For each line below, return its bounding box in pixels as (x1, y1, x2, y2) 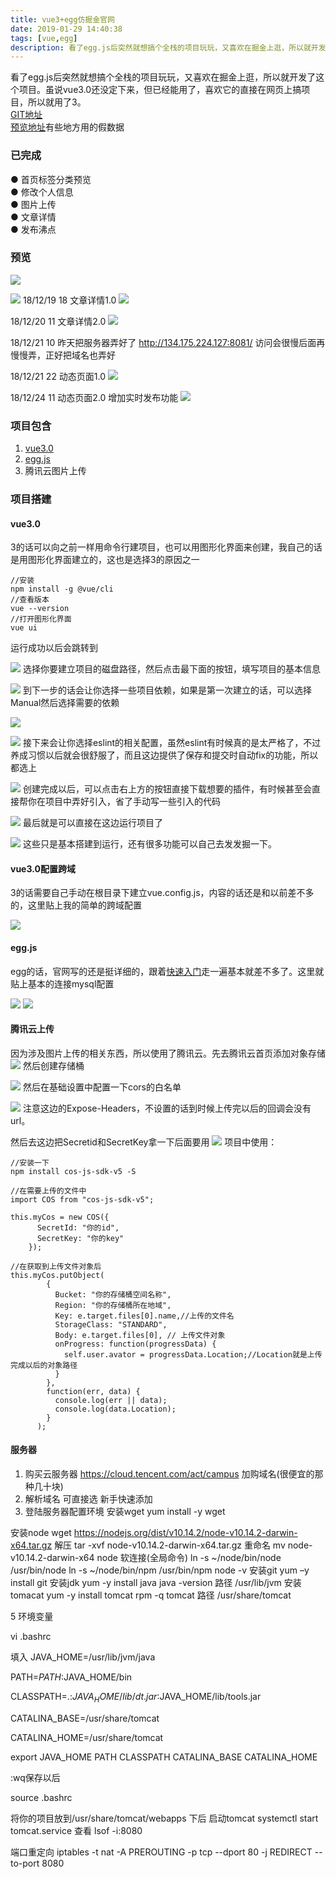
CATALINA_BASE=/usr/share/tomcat (10, 1712, 160, 1724)
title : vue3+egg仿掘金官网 (10, 14, 115, 25)
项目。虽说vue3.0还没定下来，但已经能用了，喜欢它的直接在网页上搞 (18, 84, 302, 96)
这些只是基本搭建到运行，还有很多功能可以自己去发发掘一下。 (22, 838, 277, 850)
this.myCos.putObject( (10, 1270, 105, 1280)
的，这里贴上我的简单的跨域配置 (10, 899, 142, 911)
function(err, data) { (46, 1386, 141, 1396)
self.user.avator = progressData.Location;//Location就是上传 (63, 1349, 323, 1360)
